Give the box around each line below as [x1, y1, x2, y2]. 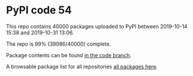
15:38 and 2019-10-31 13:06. [6, 29, 75, 36]
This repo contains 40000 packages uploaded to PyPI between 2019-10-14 [6, 23, 188, 30]
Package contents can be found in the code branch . [6, 51, 132, 58]
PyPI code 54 [6, 4, 72, 17]
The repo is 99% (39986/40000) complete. [6, 40, 111, 47]
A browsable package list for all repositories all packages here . [6, 63, 158, 70]
